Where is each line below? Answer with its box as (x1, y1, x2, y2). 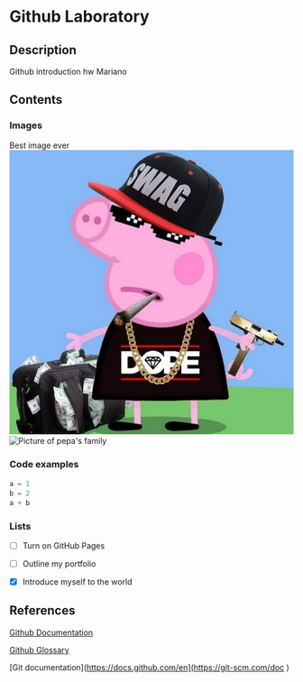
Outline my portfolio (22, 558, 96, 569)
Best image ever (9, 140, 70, 151)
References (9, 603, 76, 619)
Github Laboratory (9, 6, 151, 27)
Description (9, 42, 77, 58)
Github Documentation (9, 627, 94, 638)
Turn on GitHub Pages (22, 539, 106, 551)
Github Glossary (9, 644, 69, 655)
